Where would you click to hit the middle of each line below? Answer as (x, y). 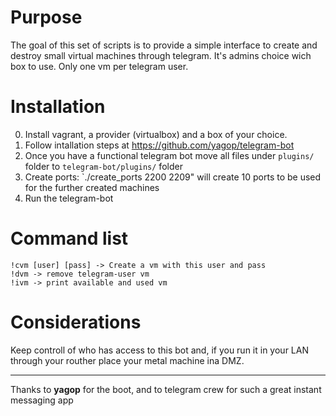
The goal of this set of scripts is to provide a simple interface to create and (164, 45)
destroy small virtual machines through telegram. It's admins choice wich (161, 55)
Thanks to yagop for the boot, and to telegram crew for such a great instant (166, 389)
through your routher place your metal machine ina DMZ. (127, 360)
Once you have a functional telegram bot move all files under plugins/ (169, 155)
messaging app (42, 400)
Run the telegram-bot (69, 198)
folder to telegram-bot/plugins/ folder (103, 166)
